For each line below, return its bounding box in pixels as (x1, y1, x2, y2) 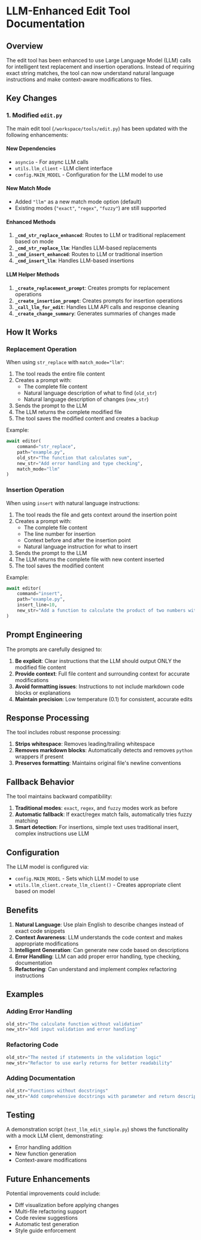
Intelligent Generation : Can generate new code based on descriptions (14, 946, 189, 953)
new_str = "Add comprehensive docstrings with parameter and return (6, 1093, 175, 1099)
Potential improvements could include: (6, 1190, 100, 1197)
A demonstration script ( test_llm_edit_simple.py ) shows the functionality (6, 1126, 188, 1133)
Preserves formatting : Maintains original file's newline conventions (14, 759, 181, 767)
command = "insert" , (17, 591, 63, 597)
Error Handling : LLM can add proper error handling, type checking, (14, 953, 181, 960)
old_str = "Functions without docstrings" (6, 1088, 109, 1094)
